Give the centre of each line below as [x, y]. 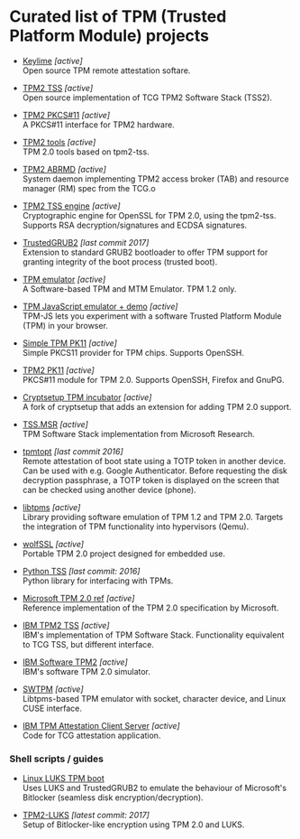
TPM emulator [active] [64, 279]
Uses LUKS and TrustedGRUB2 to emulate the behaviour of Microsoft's [154, 788]
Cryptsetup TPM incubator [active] [87, 397]
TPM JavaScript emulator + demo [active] [100, 306]
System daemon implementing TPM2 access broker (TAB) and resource [156, 179]
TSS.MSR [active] [55, 424]
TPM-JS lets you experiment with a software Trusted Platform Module [152, 316]
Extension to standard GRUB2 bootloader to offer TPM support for [145, 252]
